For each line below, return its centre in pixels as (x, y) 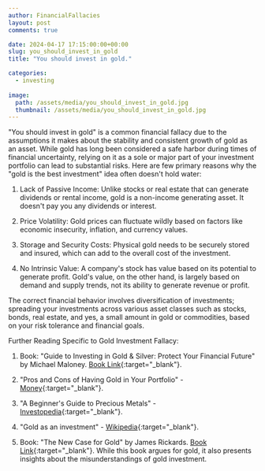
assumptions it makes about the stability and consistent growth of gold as (128, 141)
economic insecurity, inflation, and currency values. (104, 230)
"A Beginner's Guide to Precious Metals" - (88, 403)
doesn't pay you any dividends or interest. (88, 206)
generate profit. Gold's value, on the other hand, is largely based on (130, 277)
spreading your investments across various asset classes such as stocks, (127, 309)
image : (19, 95)
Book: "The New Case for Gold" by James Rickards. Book (113, 443)
